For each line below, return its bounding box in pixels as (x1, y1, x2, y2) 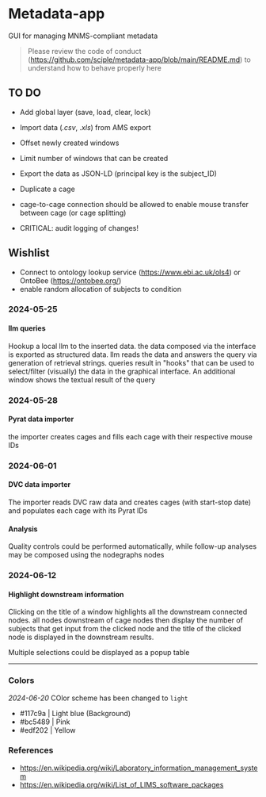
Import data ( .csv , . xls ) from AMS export (19, 122, 152, 132)
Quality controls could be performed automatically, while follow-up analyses (8, 542, 257, 551)
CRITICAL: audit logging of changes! (19, 223, 139, 232)
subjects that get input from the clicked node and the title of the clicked (8, 624, 241, 634)
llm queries (8, 324, 46, 333)
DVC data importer (8, 480, 71, 489)
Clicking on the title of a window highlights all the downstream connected (8, 607, 248, 617)
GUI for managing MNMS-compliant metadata (8, 31, 158, 40)
